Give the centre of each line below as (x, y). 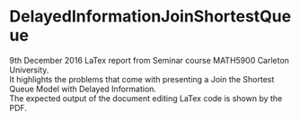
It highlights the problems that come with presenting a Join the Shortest (142, 79)
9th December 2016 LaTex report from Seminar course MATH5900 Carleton (150, 60)
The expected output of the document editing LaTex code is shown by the (146, 98)
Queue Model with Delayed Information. (83, 89)
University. (29, 70)
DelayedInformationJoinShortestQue (150, 17)
